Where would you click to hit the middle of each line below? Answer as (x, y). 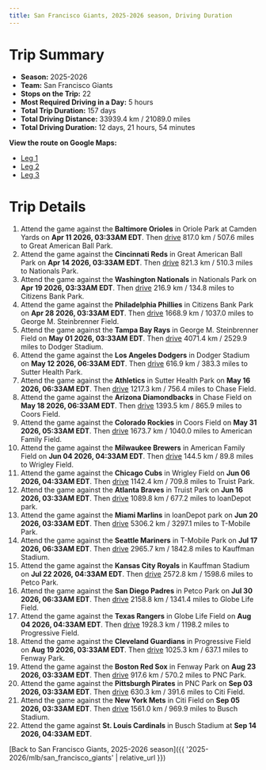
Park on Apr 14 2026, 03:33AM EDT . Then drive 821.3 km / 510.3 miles (137, 262)
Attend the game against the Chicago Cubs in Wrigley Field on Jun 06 (135, 473)
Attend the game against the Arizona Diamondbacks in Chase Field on (136, 397)
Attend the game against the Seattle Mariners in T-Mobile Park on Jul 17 (139, 540)
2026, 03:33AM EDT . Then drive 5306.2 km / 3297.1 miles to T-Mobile (135, 523)
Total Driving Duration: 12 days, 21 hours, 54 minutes (108, 127)
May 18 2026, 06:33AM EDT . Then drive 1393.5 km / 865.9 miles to (131, 406)
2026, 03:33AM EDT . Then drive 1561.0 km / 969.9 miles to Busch (129, 708)
